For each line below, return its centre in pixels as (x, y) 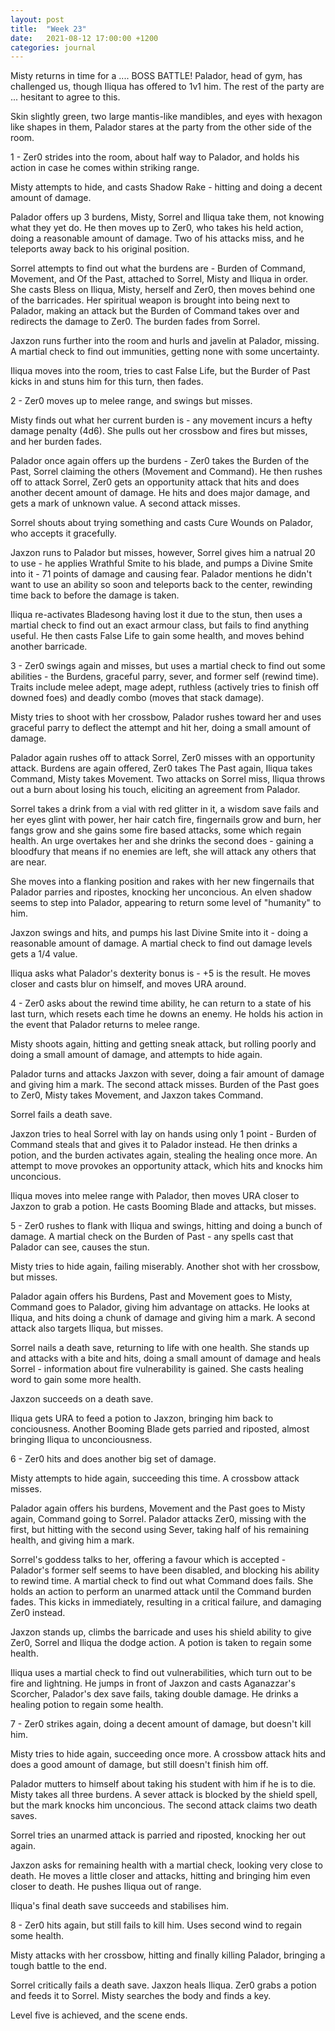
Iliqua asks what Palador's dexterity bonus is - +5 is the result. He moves (160, 973)
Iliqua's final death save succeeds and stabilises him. (120, 1906)
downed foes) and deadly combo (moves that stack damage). (137, 698)
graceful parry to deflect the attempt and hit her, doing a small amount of (161, 728)
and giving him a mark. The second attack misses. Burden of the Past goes (165, 1085)
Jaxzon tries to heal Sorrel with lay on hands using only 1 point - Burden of (163, 1134)
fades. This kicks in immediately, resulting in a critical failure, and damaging (166, 1602)
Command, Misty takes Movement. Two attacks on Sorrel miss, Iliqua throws (168, 779)
